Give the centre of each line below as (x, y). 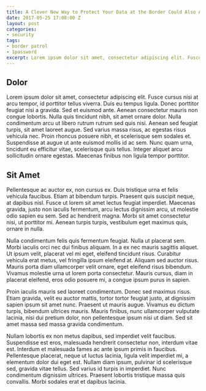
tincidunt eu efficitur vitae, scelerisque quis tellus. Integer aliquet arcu (94, 149)
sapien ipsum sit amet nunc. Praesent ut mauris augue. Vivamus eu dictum (101, 305)
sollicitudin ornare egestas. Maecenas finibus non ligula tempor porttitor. (98, 156)
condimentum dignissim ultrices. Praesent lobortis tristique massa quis (96, 375)
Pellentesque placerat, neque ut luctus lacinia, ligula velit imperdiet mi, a (97, 355)
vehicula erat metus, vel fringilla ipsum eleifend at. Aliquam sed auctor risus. (103, 260)
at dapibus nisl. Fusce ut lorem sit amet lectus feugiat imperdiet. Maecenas (101, 203)
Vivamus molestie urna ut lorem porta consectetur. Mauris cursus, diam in (100, 273)
